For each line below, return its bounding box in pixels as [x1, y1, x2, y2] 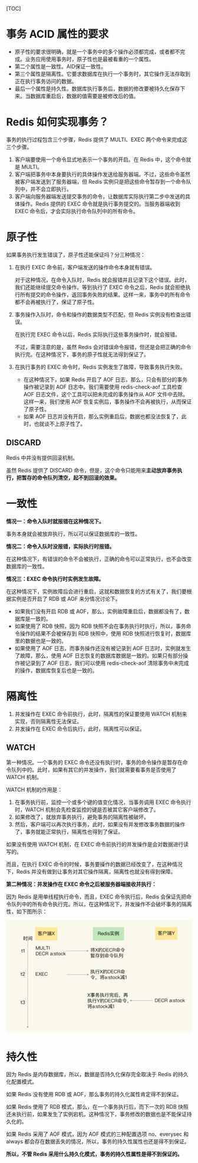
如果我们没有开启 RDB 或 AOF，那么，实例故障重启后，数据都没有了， [14, 608, 185, 615]
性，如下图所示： [6, 908, 48, 915]
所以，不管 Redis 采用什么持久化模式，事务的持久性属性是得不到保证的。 [6, 1151, 183, 1158]
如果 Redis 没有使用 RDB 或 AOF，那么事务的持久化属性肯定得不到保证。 [6, 1091, 182, 1098]
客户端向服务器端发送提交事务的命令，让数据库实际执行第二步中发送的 [14, 193, 186, 200]
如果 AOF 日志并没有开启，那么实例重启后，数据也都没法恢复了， [23, 413, 181, 420]
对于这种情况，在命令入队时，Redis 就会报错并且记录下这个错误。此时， [14, 276, 190, 283]
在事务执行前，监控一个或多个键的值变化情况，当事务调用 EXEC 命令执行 [14, 799, 192, 806]
